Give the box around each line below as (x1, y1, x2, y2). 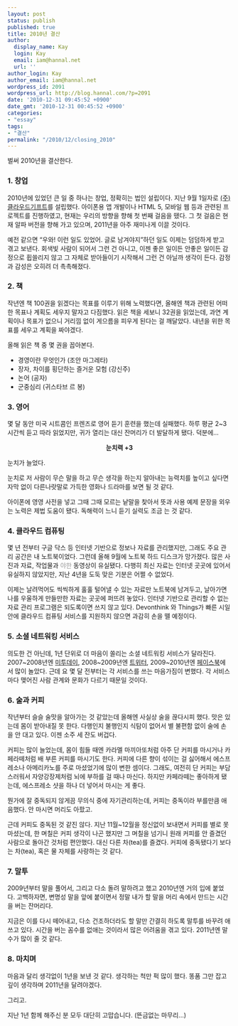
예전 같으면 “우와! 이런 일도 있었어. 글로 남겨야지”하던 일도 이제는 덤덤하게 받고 (7, 235, 225, 244)
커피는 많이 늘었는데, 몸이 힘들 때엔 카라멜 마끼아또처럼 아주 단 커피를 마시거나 (7, 746, 224, 754)
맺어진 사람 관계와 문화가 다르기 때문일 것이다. (20, 675, 148, 684)
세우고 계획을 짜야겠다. (20, 325, 84, 334)
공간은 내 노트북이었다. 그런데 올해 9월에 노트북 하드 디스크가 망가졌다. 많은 (14, 552, 224, 561)
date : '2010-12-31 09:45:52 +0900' (7, 97, 113, 104)
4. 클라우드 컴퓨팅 (7, 526, 65, 536)
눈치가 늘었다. (7, 459, 46, 467)
